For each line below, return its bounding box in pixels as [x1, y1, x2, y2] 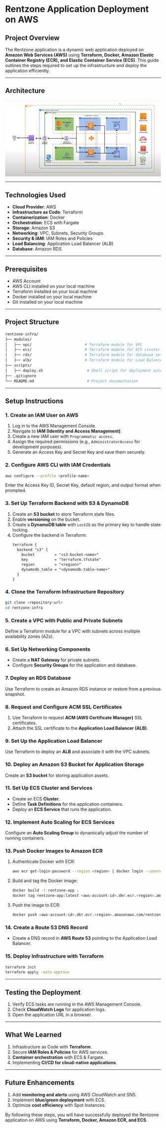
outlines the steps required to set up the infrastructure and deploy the [5, 63, 147, 68]
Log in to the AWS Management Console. [12, 423, 96, 429]
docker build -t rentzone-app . [12, 888, 79, 893]
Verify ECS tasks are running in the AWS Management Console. [12, 1002, 142, 1007]
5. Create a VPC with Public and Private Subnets [5, 617, 123, 624]
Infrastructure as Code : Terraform [12, 209, 83, 215]
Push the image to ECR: [12, 902, 61, 908]
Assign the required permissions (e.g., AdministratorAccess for [12, 439, 140, 445]
